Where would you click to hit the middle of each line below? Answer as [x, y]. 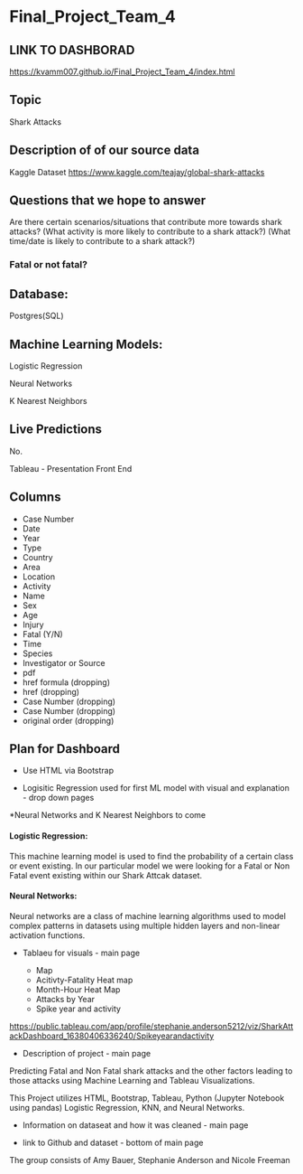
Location [39, 577]
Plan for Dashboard [64, 749]
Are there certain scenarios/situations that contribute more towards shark [146, 222]
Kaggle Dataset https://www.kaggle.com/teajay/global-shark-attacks [137, 172]
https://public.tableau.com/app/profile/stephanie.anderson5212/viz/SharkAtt [151, 1026]
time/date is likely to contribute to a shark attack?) [102, 241]
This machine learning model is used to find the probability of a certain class [151, 856]
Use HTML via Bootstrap [68, 771]
